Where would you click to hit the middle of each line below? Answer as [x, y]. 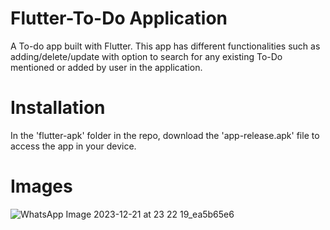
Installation [58, 108]
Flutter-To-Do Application [119, 18]
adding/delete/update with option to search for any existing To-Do [146, 56]
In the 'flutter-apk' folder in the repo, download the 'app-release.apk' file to [165, 135]
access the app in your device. [73, 146]
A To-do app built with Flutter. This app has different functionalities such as [165, 46]
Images [41, 186]
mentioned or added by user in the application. [106, 67]
